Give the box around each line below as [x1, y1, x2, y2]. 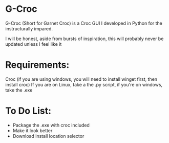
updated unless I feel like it [5, 41, 62, 47]
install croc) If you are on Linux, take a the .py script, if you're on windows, [5, 81, 163, 87]
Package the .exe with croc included [12, 122, 90, 128]
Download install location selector [12, 133, 84, 139]
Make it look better [12, 127, 53, 134]
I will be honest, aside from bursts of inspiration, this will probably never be [5, 35, 164, 42]
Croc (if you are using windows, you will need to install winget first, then [5, 76, 158, 82]
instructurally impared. [5, 25, 53, 31]
